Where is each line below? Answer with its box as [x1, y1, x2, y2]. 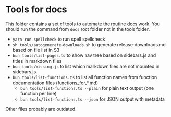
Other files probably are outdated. [5, 106, 77, 112]
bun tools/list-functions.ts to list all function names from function [12, 74, 157, 80]
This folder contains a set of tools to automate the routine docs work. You [5, 21, 160, 27]
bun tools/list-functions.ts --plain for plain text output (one [20, 85, 154, 91]
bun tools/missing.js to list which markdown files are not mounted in [12, 63, 160, 69]
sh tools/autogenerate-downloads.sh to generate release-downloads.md [12, 41, 166, 47]
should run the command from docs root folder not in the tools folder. [5, 26, 150, 32]
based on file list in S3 [12, 47, 60, 53]
